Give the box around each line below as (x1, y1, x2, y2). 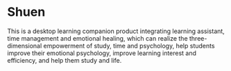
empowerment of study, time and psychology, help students (43, 41, 215, 50)
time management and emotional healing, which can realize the (7, 34, 189, 42)
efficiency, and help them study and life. (7, 56, 122, 64)
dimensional (7, 41, 42, 50)
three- (189, 34, 207, 42)
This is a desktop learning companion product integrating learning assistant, (7, 27, 225, 35)
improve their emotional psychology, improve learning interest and (7, 49, 196, 57)
